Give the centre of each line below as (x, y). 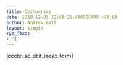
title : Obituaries (29, 12)
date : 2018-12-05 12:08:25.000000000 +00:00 (62, 17)
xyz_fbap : (18, 34)
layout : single (25, 28)
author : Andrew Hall (32, 22)
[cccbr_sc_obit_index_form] (40, 56)
